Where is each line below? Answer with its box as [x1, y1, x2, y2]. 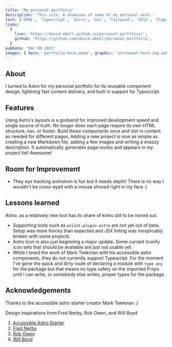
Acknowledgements [5, 286, 71, 295]
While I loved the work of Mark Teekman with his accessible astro [12, 249, 152, 256]
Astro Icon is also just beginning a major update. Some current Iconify [12, 238, 160, 244]
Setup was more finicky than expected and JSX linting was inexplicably [12, 227, 163, 234]
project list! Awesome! [5, 150, 52, 156]
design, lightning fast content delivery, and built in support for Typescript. [5, 88, 161, 95]
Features [5, 103, 34, 112]
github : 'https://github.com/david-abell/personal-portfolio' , [14, 36, 153, 42]
